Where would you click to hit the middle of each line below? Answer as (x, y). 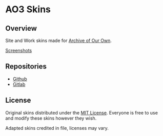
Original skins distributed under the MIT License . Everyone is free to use (81, 112)
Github (20, 79)
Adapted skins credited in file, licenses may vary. (57, 128)
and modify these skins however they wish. (51, 118)
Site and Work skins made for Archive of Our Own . (58, 40)
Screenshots (19, 50)
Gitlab (19, 84)
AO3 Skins (28, 9)
